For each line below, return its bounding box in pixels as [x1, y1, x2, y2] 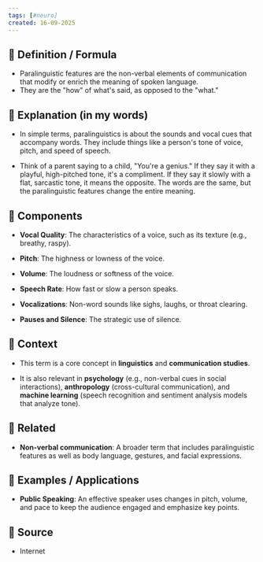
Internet [19, 546, 46, 556]
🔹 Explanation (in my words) [8, 108, 148, 122]
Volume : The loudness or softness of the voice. [19, 268, 175, 278]
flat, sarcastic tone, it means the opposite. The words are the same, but [19, 178, 251, 187]
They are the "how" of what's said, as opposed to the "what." [19, 86, 219, 95]
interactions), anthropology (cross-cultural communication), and [19, 382, 231, 391]
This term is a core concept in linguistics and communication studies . [19, 358, 250, 368]
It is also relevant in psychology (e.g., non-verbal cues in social [19, 373, 227, 383]
